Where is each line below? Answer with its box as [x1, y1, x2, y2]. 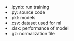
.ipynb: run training [10, 4, 49, 10]
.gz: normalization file [10, 31, 55, 36]
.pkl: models [10, 15, 36, 20]
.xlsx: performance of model [10, 25, 69, 31]
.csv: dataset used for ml [10, 20, 62, 26]
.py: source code [10, 9, 45, 15]
